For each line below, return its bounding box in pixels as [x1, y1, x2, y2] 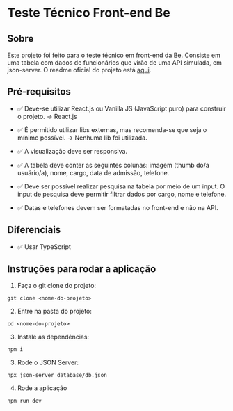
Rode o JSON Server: [17, 358, 79, 366]
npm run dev [7, 398, 42, 405]
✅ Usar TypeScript [17, 242, 72, 251]
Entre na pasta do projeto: [17, 307, 93, 316]
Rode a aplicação [17, 384, 67, 392]
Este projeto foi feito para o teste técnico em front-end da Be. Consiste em [7, 51, 221, 59]
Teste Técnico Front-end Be [7, 5, 170, 21]
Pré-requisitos [7, 86, 72, 98]
